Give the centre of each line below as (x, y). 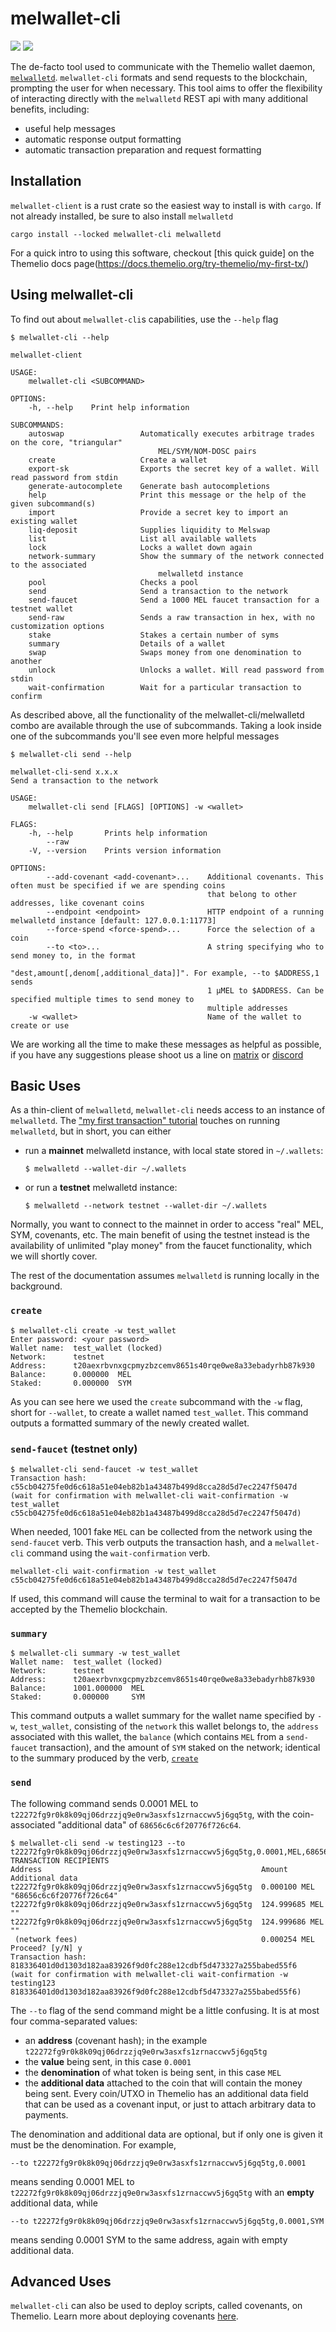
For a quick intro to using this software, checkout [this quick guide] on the (162, 253)
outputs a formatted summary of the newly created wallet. (130, 1423)
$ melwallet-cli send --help (71, 754)
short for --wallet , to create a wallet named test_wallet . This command (159, 1412)
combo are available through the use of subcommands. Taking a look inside (166, 725)
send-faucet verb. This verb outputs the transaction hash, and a (141, 1542)
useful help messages (70, 128)
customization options (57, 626)
